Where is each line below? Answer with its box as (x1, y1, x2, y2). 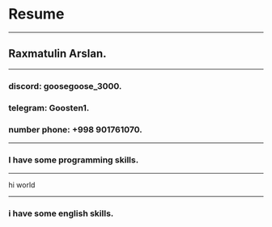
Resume (8, 5, 65, 23)
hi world (8, 180, 36, 190)
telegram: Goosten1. (8, 102, 90, 113)
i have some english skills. (8, 208, 114, 219)
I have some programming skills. (8, 154, 139, 166)
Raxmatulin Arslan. (8, 47, 107, 61)
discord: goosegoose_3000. (8, 80, 122, 91)
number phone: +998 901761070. (8, 124, 143, 135)
